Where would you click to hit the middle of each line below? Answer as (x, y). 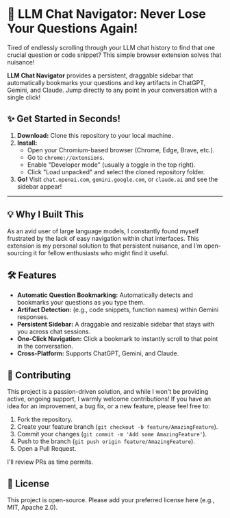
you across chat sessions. (54, 331)
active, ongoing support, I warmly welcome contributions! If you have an (109, 399)
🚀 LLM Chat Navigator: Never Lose (107, 14)
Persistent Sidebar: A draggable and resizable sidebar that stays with (116, 325)
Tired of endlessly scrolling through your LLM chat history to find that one (111, 47)
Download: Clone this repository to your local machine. (95, 135)
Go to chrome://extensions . (66, 157)
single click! (24, 97)
